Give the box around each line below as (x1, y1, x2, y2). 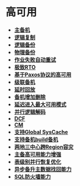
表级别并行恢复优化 (14, 158, 62, 165)
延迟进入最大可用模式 (14, 101, 66, 108)
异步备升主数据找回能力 (14, 165, 72, 173)
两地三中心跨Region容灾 (14, 143, 74, 150)
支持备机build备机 (14, 135, 59, 143)
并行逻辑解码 (14, 108, 46, 115)
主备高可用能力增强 (14, 150, 62, 158)
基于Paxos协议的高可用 (14, 71, 72, 78)
